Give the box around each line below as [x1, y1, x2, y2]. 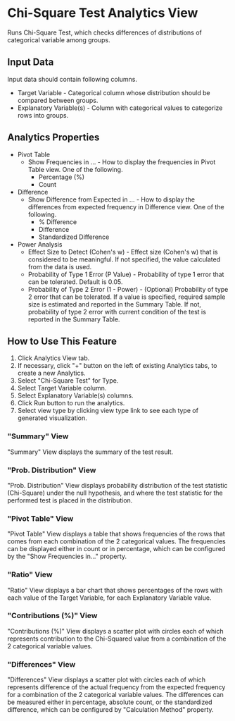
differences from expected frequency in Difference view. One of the [27, 202, 224, 211]
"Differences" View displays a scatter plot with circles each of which [7, 675, 206, 684]
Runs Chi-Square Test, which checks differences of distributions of [7, 28, 203, 37]
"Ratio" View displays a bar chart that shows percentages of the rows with [7, 586, 223, 594]
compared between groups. [17, 96, 99, 104]
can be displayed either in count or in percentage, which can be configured [7, 545, 226, 553]
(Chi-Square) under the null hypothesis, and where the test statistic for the [7, 488, 223, 497]
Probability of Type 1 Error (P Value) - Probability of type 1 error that [27, 270, 224, 278]
